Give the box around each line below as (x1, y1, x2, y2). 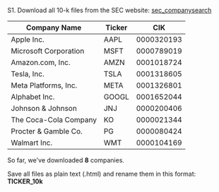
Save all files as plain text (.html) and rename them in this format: (7, 169, 196, 178)
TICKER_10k (7, 177, 44, 186)
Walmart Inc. (11, 138, 53, 148)
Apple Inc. (11, 35, 45, 44)
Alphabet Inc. (11, 92, 55, 102)
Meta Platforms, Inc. (11, 80, 78, 90)
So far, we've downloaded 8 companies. (7, 156, 125, 164)
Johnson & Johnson (11, 104, 78, 113)
